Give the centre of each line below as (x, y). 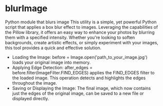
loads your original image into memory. (51, 62)
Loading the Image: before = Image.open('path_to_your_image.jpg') (80, 57)
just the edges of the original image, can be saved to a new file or (78, 93)
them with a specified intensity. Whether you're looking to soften (70, 37)
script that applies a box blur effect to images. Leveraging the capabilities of (81, 27)
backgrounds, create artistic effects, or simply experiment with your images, (82, 42)
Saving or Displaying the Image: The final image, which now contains (81, 88)
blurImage (26, 9)
